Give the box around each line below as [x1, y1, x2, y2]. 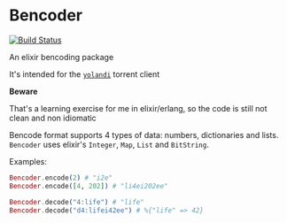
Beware [9, 86, 38, 96]
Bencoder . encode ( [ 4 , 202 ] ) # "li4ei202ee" [9, 181, 168, 190]
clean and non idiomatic [9, 112, 97, 123]
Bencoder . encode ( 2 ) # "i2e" [9, 173, 113, 182]
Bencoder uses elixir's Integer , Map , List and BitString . [9, 139, 210, 150]
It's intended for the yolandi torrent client [9, 68, 160, 80]
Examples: [9, 156, 47, 166]
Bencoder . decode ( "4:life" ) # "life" [9, 197, 144, 206]
